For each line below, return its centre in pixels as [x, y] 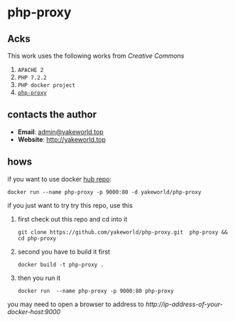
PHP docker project [47, 85]
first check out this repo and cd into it [72, 219]
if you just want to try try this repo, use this [70, 205]
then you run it [39, 278]
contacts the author [52, 115]
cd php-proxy [37, 238]
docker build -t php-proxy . [61, 264]
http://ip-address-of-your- [184, 304]
